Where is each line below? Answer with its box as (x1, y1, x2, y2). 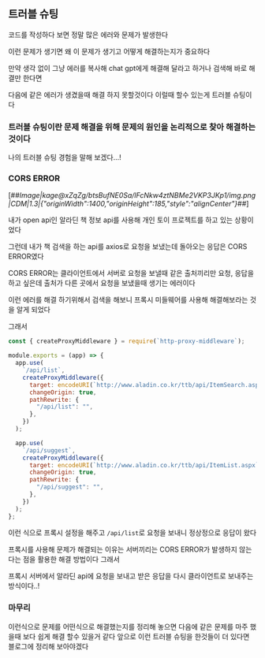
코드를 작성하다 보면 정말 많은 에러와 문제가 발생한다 (8, 30, 168, 39)
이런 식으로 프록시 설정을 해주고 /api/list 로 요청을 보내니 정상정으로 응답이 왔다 (8, 527, 257, 537)
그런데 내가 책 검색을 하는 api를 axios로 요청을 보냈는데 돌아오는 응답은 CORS (8, 242, 248, 251)
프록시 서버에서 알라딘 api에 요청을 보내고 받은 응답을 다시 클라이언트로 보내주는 (8, 571, 254, 581)
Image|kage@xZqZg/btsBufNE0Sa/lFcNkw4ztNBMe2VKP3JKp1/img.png (19, 191, 256, 200)
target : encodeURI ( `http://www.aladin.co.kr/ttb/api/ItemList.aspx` (28, 461, 259, 469)
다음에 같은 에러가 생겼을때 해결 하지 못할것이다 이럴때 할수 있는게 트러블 (8, 90, 231, 99)
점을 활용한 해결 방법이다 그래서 (22, 554, 120, 563)
